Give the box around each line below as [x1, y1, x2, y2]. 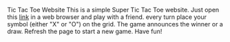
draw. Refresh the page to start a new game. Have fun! [7, 27, 163, 35]
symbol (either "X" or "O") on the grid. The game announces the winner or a [7, 20, 224, 28]
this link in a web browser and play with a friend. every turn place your [7, 13, 207, 21]
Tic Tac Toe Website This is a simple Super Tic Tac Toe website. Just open [7, 6, 220, 14]
